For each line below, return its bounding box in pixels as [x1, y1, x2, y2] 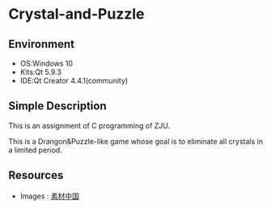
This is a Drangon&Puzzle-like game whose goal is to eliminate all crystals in [8, 136, 263, 146]
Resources [8, 168, 64, 182]
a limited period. [8, 145, 62, 155]
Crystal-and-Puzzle [8, 5, 145, 23]
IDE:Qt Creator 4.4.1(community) [19, 76, 129, 85]
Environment [8, 37, 75, 51]
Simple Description [8, 99, 107, 113]
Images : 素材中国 [19, 191, 79, 201]
